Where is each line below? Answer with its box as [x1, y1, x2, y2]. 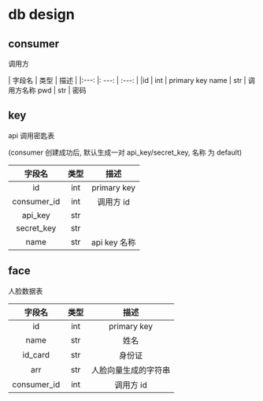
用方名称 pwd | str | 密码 [8, 85, 87, 95]
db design [8, 6, 75, 24]
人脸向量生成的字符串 [91, 365, 171, 376]
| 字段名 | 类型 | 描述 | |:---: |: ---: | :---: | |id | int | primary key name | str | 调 [8, 76, 256, 84]
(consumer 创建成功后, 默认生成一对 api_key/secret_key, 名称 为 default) [8, 148, 243, 157]
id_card [22, 349, 50, 360]
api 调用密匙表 [8, 130, 55, 140]
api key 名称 [91, 237, 136, 248]
